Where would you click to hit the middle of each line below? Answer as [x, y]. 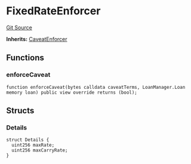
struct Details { [28, 140]
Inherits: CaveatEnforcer [37, 39]
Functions [25, 58]
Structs [20, 111]
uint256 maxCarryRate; [40, 150]
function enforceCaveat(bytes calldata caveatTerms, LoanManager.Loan [96, 87]
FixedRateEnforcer [53, 11]
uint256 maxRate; [33, 145]
